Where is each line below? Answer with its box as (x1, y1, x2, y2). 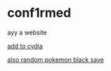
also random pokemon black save (7, 55, 105, 64)
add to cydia (7, 41, 43, 50)
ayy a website (7, 28, 47, 37)
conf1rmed (7, 5, 71, 21)
